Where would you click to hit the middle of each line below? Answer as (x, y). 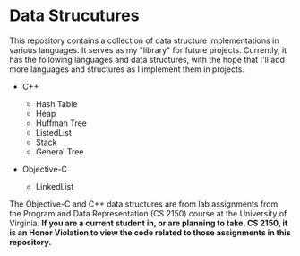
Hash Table (56, 103)
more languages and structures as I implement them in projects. (127, 69)
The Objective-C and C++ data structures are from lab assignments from (144, 204)
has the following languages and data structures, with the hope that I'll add (147, 59)
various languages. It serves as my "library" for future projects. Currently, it (148, 49)
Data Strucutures (74, 16)
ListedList (53, 132)
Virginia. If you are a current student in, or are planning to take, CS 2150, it (149, 223)
